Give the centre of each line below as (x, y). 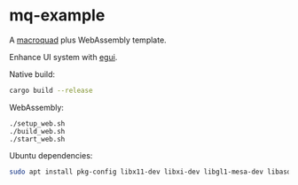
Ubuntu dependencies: (51, 155)
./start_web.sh (37, 139)
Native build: (32, 74)
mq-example (57, 15)
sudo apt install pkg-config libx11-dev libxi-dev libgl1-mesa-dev (137, 172)
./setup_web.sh (37, 123)
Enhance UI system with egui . (63, 57)
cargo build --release (51, 90)
